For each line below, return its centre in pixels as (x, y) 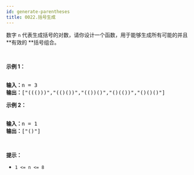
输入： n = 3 (22, 85)
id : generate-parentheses (38, 12)
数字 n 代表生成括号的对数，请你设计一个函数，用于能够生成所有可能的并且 (97, 35)
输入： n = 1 (22, 123)
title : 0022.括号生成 (31, 17)
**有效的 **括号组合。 (33, 42)
